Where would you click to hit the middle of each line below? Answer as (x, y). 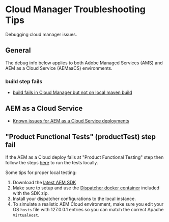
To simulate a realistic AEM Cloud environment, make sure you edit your (88, 204)
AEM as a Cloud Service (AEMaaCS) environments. (59, 68)
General (18, 50)
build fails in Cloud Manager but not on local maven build (72, 92)
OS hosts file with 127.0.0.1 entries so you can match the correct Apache (88, 209)
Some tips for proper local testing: (41, 172)
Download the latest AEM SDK (44, 182)
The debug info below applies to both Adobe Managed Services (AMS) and (84, 63)
